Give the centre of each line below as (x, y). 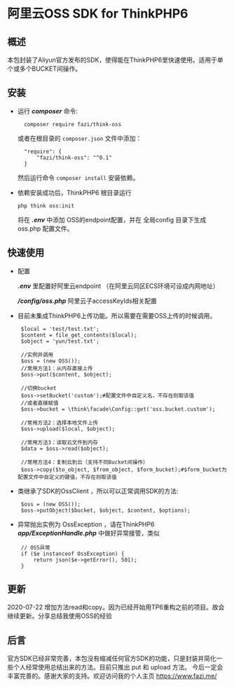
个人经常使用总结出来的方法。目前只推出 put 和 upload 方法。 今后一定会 (118, 667)
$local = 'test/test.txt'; (60, 329)
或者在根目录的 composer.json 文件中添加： (80, 138)
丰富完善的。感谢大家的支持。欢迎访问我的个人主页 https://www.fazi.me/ (112, 676)
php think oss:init (46, 206)
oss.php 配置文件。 (45, 229)
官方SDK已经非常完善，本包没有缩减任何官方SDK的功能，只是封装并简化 (112, 658)
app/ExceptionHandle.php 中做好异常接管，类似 (88, 533)
